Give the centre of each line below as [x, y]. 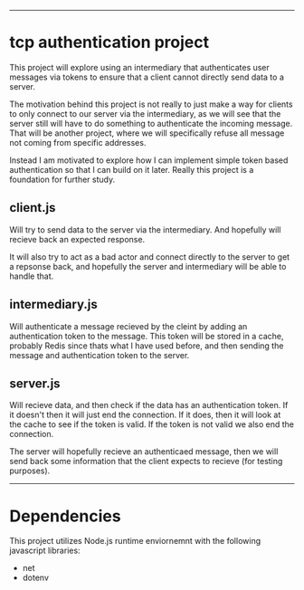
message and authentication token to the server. [100, 355]
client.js [33, 208]
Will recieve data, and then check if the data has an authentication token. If [149, 405]
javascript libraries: [45, 551]
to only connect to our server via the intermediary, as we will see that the [145, 113]
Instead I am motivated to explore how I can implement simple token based [149, 160]
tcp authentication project [109, 43]
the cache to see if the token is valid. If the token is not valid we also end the [152, 424]
